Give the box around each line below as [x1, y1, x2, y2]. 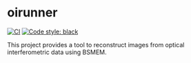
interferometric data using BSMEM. [7, 48, 107, 56]
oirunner [7, 5, 58, 21]
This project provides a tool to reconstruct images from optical [7, 40, 185, 49]
